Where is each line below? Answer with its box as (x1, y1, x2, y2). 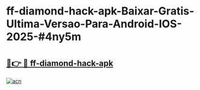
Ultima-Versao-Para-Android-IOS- (6, 17, 183, 31)
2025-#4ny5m (6, 30, 81, 43)
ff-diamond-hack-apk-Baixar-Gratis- (6, 4, 195, 18)
